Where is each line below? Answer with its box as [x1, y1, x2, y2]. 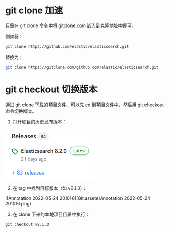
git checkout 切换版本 [5, 84, 98, 95]
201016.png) [5, 200, 32, 207]
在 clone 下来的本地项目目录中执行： [12, 211, 90, 217]
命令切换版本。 [5, 108, 37, 114]
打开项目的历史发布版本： [12, 118, 67, 125]
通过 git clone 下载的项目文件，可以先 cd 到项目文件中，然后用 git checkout [5, 101, 164, 108]
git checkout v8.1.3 [5, 222, 50, 227]
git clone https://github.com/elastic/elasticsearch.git [5, 44, 129, 49]
